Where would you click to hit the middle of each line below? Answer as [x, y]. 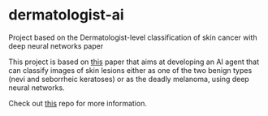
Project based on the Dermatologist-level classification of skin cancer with [133, 37]
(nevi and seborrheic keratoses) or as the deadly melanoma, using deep [129, 79]
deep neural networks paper [56, 45]
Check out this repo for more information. [78, 103]
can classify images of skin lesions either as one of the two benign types [130, 70]
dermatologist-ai [66, 15]
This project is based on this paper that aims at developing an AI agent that [134, 62]
